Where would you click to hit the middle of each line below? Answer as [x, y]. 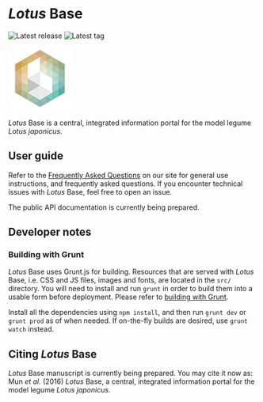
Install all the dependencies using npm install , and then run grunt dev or [128, 313]
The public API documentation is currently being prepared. [104, 207]
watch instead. [31, 329]
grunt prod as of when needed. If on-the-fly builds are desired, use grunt [128, 320]
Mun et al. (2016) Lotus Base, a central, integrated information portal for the [131, 381]
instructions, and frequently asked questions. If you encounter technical [126, 184]
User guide [36, 156]
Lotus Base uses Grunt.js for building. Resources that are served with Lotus [131, 272]
